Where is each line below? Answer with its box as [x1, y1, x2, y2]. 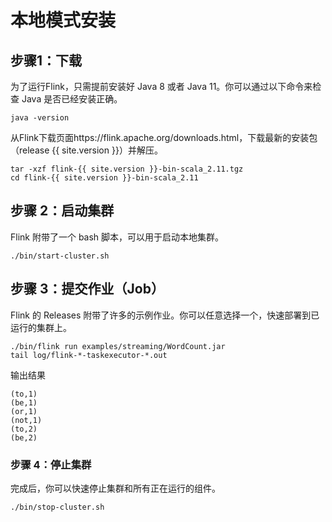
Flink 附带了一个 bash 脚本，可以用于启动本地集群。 [10, 231, 225, 243]
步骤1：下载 [10, 52, 83, 69]
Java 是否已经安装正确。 [21, 93, 123, 105]
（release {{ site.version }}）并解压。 [10, 144, 163, 156]
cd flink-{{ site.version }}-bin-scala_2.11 [10, 173, 199, 183]
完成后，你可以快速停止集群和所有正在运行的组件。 [10, 482, 221, 494]
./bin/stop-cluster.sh [10, 502, 105, 512]
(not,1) [10, 415, 43, 425]
